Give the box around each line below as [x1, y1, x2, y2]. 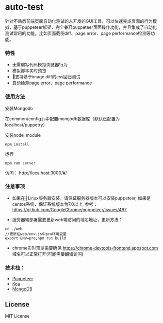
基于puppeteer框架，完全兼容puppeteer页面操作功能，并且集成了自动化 [13, 24, 157, 30]
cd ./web [5, 226, 23, 231]
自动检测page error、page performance [12, 80, 92, 86]
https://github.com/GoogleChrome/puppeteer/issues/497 [12, 206, 127, 213]
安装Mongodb [5, 105, 33, 111]
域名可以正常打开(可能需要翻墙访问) [12, 251, 84, 257]
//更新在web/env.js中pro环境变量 [5, 232, 67, 236]
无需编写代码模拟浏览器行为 [12, 62, 68, 68]
